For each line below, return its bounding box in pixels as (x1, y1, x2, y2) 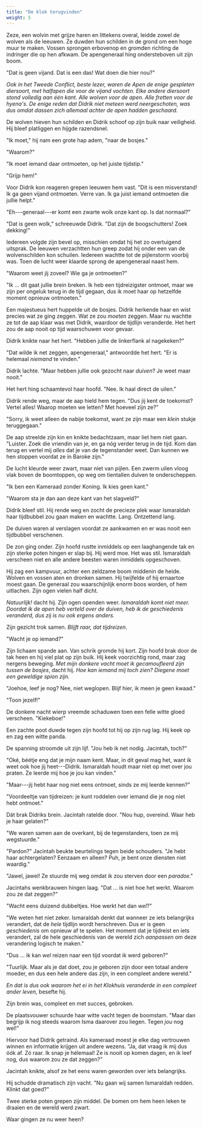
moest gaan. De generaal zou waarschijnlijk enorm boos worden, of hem (6, 580, 188, 588)
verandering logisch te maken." (6, 939, 84, 947)
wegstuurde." (6, 836, 40, 843)
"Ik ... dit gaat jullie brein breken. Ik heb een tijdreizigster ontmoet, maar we (6, 281, 194, 289)
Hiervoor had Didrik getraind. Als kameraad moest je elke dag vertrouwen (6, 1036, 190, 1043)
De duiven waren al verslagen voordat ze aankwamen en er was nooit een (6, 524, 191, 532)
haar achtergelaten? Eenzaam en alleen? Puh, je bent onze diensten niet (6, 854, 186, 861)
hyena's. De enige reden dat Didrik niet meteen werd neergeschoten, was (6, 100, 191, 107)
